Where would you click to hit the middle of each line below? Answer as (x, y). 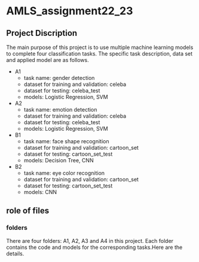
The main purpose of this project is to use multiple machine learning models (100, 47)
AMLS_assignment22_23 (70, 11)
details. (15, 253)
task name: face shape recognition (66, 141)
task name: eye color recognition (64, 173)
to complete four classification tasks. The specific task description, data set (99, 54)
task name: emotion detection (60, 110)
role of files (28, 211)
